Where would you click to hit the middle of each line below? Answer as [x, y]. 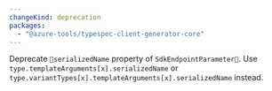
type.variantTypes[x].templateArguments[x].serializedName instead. [136, 78]
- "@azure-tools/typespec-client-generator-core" [111, 34]
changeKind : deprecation [55, 17]
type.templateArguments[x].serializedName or [94, 68]
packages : [28, 26]
